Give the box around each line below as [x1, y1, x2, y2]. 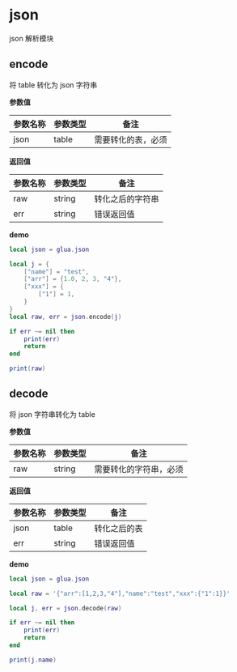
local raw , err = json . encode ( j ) [9, 313, 122, 321]
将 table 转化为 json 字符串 [9, 79, 98, 90]
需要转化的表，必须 [94, 134, 168, 145]
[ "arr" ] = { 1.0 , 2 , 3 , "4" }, [23, 275, 122, 283]
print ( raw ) [9, 364, 46, 373]
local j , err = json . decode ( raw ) [9, 604, 122, 612]
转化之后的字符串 [94, 193, 160, 204]
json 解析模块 [9, 33, 54, 43]
